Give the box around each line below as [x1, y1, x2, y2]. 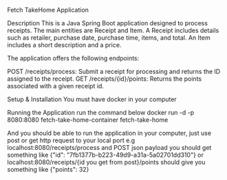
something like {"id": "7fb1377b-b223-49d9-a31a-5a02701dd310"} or [7, 151, 204, 159]
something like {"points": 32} [7, 166, 89, 173]
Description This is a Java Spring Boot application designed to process [7, 19, 208, 27]
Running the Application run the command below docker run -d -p [7, 109, 195, 116]
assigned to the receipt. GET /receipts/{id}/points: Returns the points [7, 75, 202, 83]
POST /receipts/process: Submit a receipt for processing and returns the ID [7, 68, 221, 75]
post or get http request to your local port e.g [7, 136, 136, 144]
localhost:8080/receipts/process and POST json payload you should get [7, 144, 212, 151]
